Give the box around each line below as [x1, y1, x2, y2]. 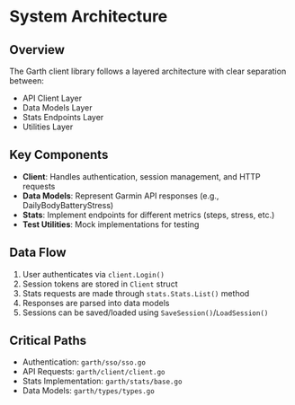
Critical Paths [9, 333, 87, 348]
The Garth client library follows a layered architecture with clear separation [9, 66, 287, 76]
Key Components [9, 147, 109, 163]
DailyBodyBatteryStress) [22, 199, 114, 210]
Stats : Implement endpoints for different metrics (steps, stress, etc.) [22, 209, 275, 220]
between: [9, 75, 45, 86]
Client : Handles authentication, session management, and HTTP [22, 171, 261, 181]
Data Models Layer [22, 102, 93, 113]
